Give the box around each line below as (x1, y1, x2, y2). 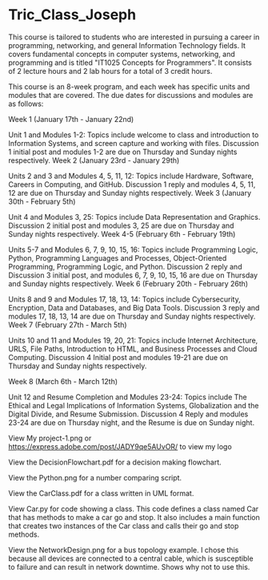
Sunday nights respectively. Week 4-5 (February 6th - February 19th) (8, 229, 236, 238)
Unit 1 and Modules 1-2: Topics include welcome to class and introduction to (8, 130, 259, 140)
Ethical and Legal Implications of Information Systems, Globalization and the (8, 400, 259, 410)
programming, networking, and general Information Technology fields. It (8, 40, 246, 50)
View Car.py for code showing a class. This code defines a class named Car (8, 504, 259, 513)
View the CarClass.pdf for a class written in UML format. (8, 488, 194, 498)
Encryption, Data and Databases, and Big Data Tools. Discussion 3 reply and (8, 302, 260, 312)
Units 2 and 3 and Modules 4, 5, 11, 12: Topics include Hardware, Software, (8, 171, 254, 180)
